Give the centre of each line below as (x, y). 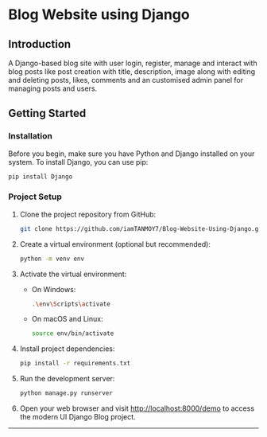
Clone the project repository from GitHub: (88, 214)
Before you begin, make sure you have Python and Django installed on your (132, 154)
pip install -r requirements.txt (75, 364)
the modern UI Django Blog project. (78, 417)
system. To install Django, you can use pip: (78, 162)
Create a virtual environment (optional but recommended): (115, 244)
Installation (31, 136)
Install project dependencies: (67, 349)
